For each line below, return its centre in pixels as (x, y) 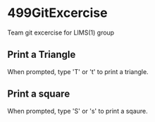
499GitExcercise (57, 13)
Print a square (39, 94)
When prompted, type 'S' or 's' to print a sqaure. (77, 111)
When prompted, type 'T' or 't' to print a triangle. (78, 71)
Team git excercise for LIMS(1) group (61, 32)
